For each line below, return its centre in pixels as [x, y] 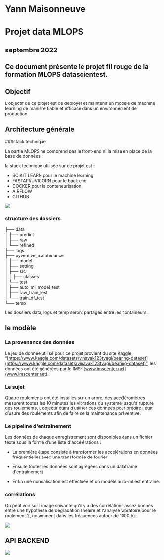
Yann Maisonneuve [45, 9]
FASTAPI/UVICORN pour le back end [50, 180]
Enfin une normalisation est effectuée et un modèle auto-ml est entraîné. [86, 482]
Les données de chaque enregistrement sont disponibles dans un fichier [79, 437]
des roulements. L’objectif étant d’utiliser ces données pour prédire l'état [79, 408]
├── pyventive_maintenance [35, 255]
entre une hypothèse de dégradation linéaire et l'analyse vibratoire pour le [81, 510]
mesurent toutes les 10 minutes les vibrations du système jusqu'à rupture [80, 403]
